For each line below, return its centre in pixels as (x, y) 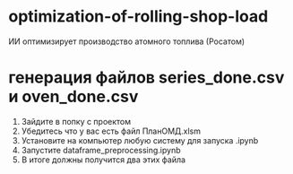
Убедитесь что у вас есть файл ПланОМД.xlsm (111, 131)
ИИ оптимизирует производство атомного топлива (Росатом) (127, 41)
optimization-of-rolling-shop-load (138, 17)
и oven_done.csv (73, 97)
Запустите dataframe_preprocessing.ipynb (101, 150)
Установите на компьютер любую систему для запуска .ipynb (140, 140)
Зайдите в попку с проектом (76, 121)
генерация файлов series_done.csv (146, 78)
